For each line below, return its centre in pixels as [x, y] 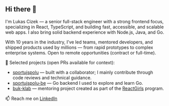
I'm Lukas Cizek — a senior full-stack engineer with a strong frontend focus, [84, 21]
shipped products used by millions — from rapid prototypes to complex [79, 47]
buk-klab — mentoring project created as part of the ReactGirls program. [88, 88]
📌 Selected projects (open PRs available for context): [60, 62]
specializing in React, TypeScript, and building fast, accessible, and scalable [84, 27]
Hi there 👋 [21, 9]
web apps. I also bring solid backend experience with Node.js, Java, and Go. [85, 32]
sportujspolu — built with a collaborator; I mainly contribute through [83, 72]
